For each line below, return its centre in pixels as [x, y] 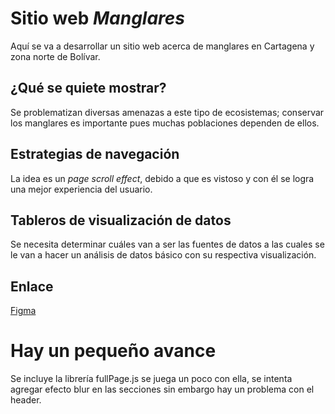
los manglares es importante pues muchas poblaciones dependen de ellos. [165, 123]
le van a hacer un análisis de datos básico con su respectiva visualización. [163, 255]
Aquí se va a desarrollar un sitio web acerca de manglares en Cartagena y [162, 46]
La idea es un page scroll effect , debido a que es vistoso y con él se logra [162, 178]
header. [26, 400]
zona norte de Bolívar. [55, 56]
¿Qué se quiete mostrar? [88, 88]
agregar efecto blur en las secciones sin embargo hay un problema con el [162, 389]
